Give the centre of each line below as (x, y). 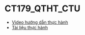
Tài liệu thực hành (30, 27)
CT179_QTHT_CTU (42, 9)
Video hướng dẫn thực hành (40, 22)
